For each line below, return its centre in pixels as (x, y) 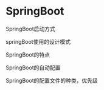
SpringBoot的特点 (28, 54)
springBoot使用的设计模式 (38, 41)
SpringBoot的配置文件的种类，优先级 (52, 80)
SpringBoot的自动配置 (33, 67)
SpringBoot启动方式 (30, 29)
